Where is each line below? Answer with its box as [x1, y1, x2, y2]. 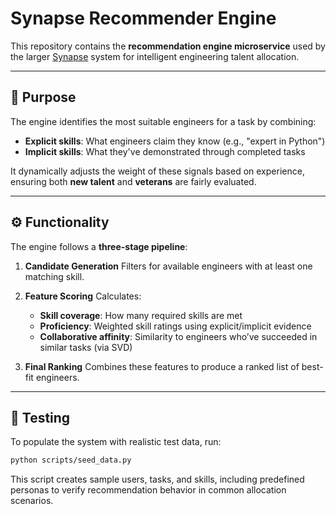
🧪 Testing [10, 409, 71, 426]
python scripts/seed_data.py [10, 455, 132, 466]
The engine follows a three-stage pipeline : [10, 240, 188, 252]
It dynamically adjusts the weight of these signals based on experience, [10, 165, 305, 177]
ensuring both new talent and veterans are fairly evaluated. [10, 175, 257, 187]
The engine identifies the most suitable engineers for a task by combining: [10, 115, 317, 127]
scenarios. [10, 495, 54, 507]
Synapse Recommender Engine [10, 7, 277, 30]
